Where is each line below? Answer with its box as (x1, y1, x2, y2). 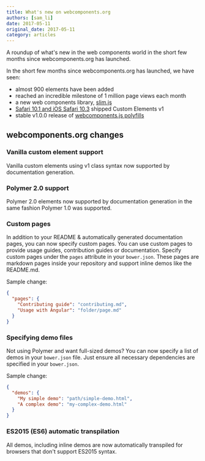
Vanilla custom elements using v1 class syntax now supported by (6, 162, 170, 169)
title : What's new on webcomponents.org (6, 9, 111, 15)
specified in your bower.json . (6, 360, 80, 368)
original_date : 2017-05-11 (6, 26, 75, 33)
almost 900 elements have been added (15, 85, 114, 93)
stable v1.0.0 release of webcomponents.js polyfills (15, 112, 144, 119)
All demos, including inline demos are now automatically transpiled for (6, 441, 184, 449)
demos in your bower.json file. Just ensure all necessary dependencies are (6, 353, 195, 361)
